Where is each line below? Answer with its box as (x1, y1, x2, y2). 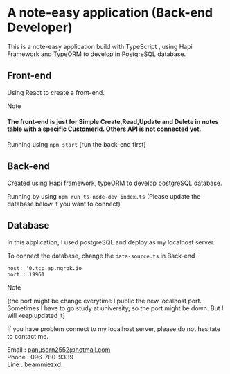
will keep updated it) (7, 311, 66, 319)
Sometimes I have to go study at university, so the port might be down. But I (7, 303, 224, 312)
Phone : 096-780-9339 (7, 353, 74, 361)
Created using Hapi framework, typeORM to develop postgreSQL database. (7, 179, 223, 187)
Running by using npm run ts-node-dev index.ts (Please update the (7, 192, 201, 200)
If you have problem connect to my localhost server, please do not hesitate (7, 324, 221, 333)
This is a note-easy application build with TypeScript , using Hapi (7, 42, 193, 51)
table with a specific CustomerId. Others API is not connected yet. (7, 125, 202, 133)
